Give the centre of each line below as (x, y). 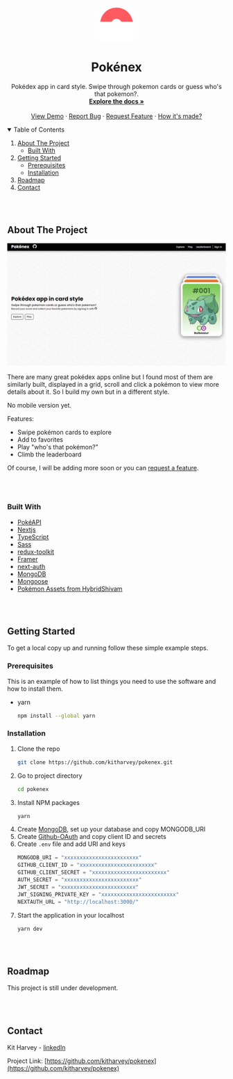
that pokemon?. (116, 94)
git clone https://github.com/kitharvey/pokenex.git (95, 762)
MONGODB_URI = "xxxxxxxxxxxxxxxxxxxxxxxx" (79, 858)
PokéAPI (29, 522)
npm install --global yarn (56, 716)
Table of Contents (39, 129)
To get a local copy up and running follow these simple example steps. (108, 648)
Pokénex (116, 67)
